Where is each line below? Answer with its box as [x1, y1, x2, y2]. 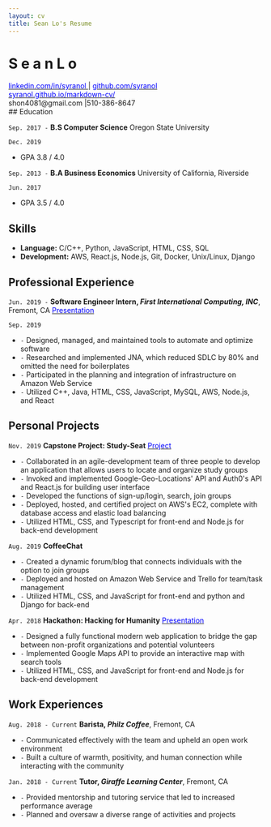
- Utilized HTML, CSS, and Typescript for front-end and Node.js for [19, 516, 244, 526]
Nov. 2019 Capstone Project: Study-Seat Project [8, 440, 171, 450]
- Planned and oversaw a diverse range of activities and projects [19, 809, 236, 819]
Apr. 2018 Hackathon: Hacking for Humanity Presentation [8, 615, 205, 625]
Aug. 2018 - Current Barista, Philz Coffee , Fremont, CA [8, 719, 196, 729]
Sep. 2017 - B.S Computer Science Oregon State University [8, 122, 210, 132]
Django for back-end [19, 599, 90, 609]
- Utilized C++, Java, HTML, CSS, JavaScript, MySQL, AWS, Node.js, [19, 387, 250, 397]
